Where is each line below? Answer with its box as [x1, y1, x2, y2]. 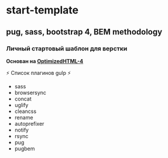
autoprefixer [14, 120, 44, 127]
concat [14, 95, 32, 102]
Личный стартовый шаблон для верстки [6, 44, 128, 53]
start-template [6, 4, 79, 17]
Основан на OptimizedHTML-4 [6, 57, 84, 64]
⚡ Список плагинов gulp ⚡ [6, 69, 71, 76]
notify [14, 126, 29, 133]
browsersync [14, 89, 47, 96]
